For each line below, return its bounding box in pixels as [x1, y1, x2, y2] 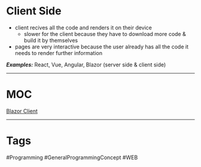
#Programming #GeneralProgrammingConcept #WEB [6, 154, 138, 161]
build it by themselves [23, 37, 78, 44]
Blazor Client [6, 107, 38, 114]
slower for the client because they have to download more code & [23, 30, 187, 37]
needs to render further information [14, 49, 103, 56]
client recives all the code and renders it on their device [14, 24, 153, 31]
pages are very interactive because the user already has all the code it [14, 43, 188, 50]
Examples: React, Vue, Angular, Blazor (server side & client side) [6, 61, 166, 68]
